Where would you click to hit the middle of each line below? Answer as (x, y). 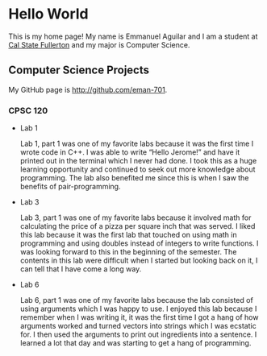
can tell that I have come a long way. (81, 269)
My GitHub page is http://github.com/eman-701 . (88, 89)
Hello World (48, 14)
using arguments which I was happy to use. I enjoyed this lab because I (138, 309)
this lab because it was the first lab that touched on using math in (128, 235)
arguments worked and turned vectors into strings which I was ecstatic (138, 326)
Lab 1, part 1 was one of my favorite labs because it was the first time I (137, 144)
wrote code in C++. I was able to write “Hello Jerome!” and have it (130, 152)
